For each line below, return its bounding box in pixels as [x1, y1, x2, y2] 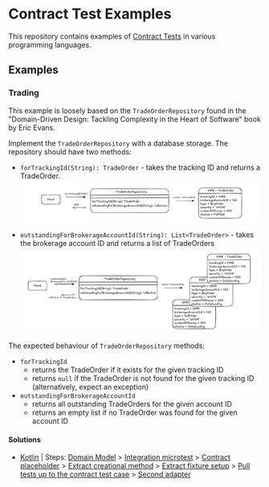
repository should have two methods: [8, 146, 132, 157]
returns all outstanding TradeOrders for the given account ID [31, 399, 233, 409]
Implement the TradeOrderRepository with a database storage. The [8, 138, 229, 148]
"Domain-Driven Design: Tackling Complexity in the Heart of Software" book [8, 114, 261, 124]
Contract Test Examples [8, 5, 172, 23]
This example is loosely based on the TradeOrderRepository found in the [8, 105, 247, 115]
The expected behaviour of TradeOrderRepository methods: [8, 341, 205, 350]
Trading [8, 88, 40, 99]
